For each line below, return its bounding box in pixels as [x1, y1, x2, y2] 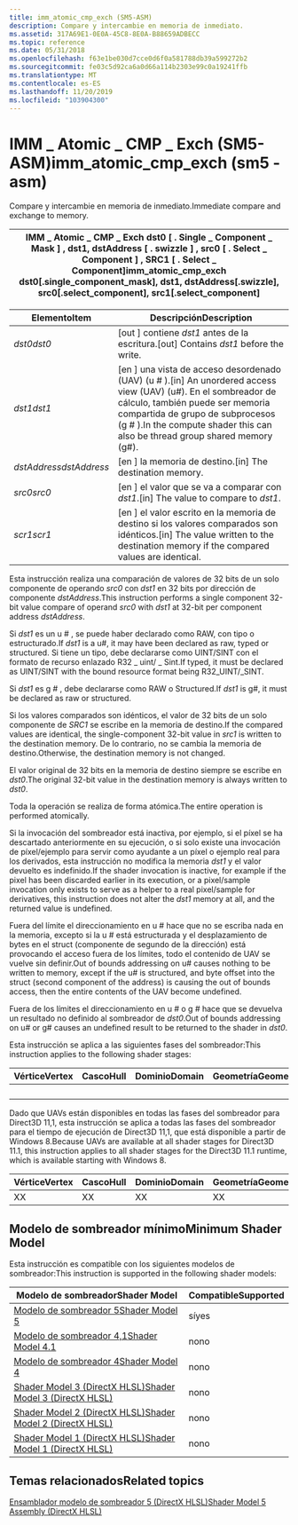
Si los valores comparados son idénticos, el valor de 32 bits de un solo [9, 710, 268, 721]
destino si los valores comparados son [118, 518, 278, 530]
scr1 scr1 [13, 529, 51, 541]
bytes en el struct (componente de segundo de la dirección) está [9, 939, 247, 950]
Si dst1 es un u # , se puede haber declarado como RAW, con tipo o [9, 628, 255, 639]
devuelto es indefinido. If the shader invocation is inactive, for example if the [9, 865, 286, 876]
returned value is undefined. [9, 903, 113, 914]
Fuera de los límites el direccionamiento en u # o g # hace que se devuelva [9, 1004, 283, 1015]
